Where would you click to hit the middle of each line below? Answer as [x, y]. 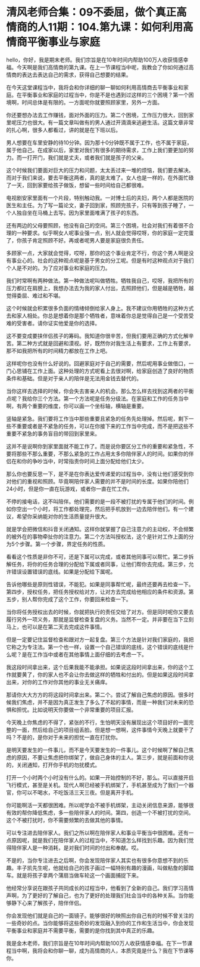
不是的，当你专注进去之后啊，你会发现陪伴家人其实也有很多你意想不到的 [95, 860]
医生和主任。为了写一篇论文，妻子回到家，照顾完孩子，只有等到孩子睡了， [97, 205]
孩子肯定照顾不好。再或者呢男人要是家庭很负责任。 [84, 240]
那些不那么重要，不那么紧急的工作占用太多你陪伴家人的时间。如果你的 [102, 454]
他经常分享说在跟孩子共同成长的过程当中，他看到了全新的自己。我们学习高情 [100, 888]
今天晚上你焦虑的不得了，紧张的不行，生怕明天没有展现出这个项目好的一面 [97, 722]
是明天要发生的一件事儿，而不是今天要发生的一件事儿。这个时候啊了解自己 [97, 750]
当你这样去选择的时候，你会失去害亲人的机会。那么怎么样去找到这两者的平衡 [100, 391]
